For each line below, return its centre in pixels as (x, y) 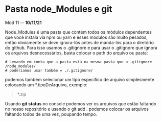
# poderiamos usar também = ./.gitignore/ (49, 70)
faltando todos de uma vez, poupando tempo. (51, 114)
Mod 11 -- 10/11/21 (23, 23)
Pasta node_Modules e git (59, 9)
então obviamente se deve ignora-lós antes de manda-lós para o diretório (80, 42)
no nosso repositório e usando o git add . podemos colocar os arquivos (77, 109)
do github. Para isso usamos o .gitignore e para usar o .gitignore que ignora (81, 48)
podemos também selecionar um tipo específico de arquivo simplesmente (80, 79)
